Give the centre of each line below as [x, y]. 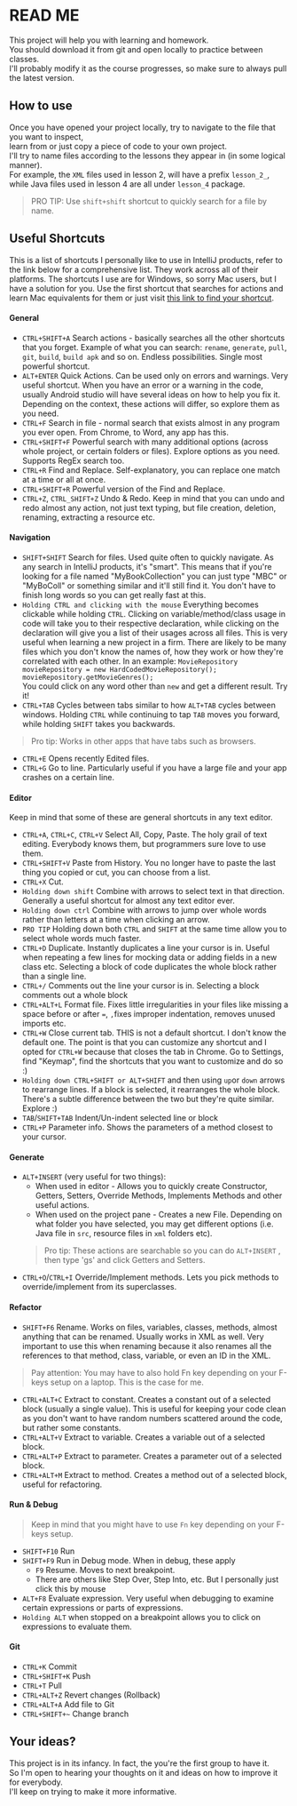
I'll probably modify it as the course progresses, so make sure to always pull [148, 68]
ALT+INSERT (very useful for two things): [94, 1177]
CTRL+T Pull [42, 1685]
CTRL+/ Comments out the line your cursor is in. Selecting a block [141, 986]
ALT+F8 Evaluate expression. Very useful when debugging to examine [148, 1598]
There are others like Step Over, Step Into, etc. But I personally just [157, 1579]
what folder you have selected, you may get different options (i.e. [154, 1224]
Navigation [30, 538]
